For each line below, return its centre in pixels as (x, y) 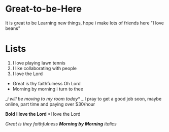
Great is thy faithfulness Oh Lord (47, 83)
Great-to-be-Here (44, 9)
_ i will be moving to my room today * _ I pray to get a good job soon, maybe (83, 98)
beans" (13, 28)
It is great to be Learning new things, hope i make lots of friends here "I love (84, 23)
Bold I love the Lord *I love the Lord (43, 114)
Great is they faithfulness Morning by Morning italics (61, 124)
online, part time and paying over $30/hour (50, 104)
